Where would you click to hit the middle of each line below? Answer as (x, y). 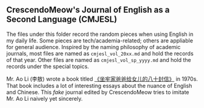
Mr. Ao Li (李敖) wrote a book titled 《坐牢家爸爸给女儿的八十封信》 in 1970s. (102, 79)
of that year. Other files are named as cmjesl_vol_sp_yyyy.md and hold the (99, 59)
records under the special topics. (48, 66)
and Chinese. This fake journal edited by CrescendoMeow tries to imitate (98, 92)
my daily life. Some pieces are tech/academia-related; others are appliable (100, 40)
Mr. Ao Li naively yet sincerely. (45, 98)
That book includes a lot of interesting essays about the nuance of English (99, 86)
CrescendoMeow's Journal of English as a (88, 10)
